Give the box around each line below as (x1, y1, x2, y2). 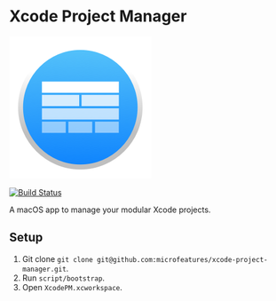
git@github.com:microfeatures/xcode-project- (96, 255, 268, 264)
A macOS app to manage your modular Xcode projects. (9, 204, 211, 215)
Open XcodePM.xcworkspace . (21, 281, 122, 292)
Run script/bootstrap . (21, 273, 105, 283)
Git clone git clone (21, 253, 93, 264)
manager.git (21, 265, 67, 273)
